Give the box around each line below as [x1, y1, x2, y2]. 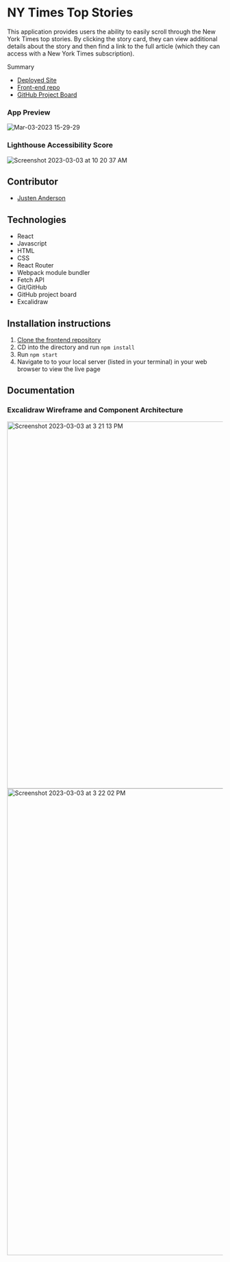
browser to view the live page [16, 365, 101, 373]
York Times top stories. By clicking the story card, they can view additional [7, 34, 218, 43]
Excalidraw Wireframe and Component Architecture [7, 405, 183, 415]
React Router [16, 261, 54, 270]
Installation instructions [7, 318, 111, 329]
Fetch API [16, 276, 44, 284]
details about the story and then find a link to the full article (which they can [7, 42, 220, 50]
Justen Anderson [16, 194, 66, 202]
